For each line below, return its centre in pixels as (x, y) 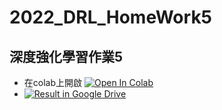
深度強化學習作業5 (66, 56)
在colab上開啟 (53, 82)
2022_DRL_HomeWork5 (111, 17)
